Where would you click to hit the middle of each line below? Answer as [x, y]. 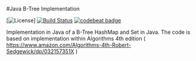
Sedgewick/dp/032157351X [40, 51]
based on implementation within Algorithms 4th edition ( [76, 38]
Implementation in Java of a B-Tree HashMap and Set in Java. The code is [98, 32]
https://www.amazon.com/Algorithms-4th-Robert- [69, 45]
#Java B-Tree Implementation [43, 9]
